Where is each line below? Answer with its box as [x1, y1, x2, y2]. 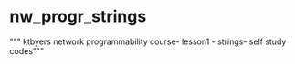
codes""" [9, 45, 45, 56]
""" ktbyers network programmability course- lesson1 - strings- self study [9, 36, 287, 47]
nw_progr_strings [9, 6, 147, 27]
